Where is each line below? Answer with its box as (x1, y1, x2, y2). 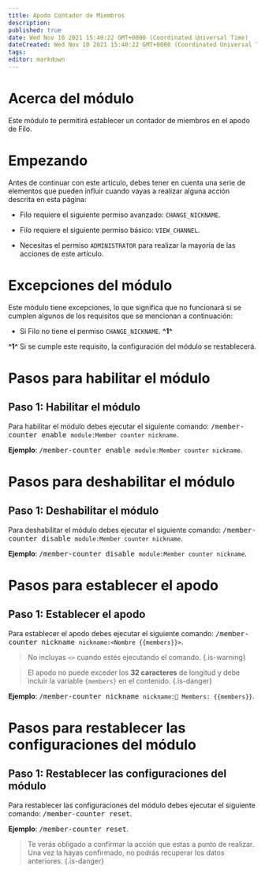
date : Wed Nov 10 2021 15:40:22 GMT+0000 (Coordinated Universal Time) (8, 33, 248, 42)
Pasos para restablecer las (8, 719, 186, 736)
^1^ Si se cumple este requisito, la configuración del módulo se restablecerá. (8, 341, 256, 351)
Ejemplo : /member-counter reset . (8, 824, 129, 834)
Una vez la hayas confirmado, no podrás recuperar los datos (27, 848, 225, 857)
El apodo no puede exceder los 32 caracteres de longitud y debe (27, 668, 241, 677)
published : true (8, 26, 62, 34)
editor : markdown (8, 56, 65, 64)
